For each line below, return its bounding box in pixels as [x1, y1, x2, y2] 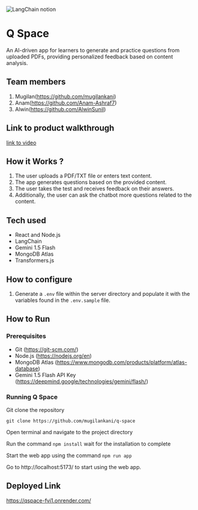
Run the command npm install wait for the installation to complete [6, 440, 171, 447]
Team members [6, 77, 66, 87]
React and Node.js [14, 232, 61, 239]
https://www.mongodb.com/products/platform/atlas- [56, 358, 187, 366]
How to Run [6, 314, 50, 324]
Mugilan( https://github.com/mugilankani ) [14, 93, 116, 100]
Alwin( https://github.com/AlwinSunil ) [14, 105, 106, 112]
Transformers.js [14, 257, 55, 264]
